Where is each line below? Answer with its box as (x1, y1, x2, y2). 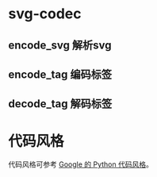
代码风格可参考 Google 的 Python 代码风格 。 (8, 160, 153, 169)
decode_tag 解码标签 (8, 97, 113, 111)
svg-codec (8, 5, 82, 23)
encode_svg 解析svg (8, 38, 113, 52)
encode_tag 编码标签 (8, 67, 113, 81)
